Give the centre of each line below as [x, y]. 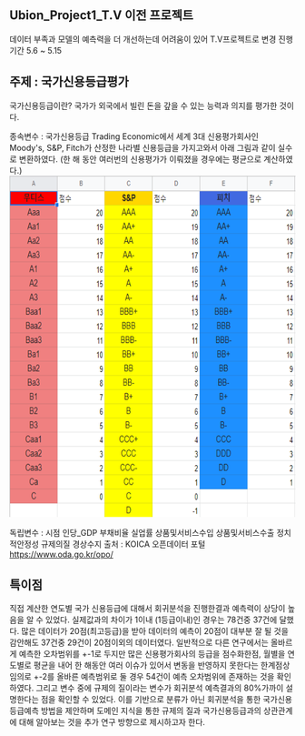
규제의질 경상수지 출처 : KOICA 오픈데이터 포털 [123, 544]
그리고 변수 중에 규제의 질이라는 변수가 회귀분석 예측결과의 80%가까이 [160, 688]
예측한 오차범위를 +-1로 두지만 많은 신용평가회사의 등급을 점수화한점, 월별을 [152, 654]
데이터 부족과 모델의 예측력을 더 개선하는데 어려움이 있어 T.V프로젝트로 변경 [143, 39]
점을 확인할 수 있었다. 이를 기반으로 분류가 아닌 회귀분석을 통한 [151, 700]
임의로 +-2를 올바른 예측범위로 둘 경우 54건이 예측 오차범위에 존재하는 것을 [142, 677]
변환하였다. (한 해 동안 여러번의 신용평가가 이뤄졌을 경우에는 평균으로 [140, 159]
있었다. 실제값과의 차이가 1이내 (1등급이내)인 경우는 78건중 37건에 [161, 620]
